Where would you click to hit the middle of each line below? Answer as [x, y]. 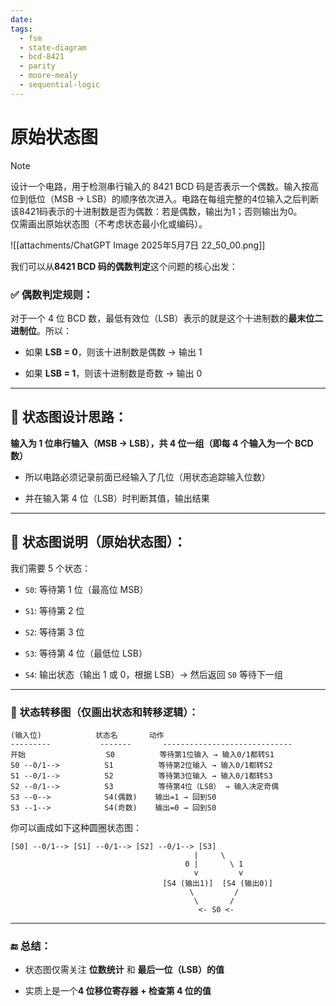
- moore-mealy [48, 76]
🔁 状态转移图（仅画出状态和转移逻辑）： [104, 712]
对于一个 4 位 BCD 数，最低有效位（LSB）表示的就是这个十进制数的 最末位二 [167, 318]
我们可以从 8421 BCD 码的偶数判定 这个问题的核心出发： [124, 266]
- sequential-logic [60, 85]
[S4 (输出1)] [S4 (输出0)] [217, 883]
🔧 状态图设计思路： [69, 417]
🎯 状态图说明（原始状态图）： [98, 542]
